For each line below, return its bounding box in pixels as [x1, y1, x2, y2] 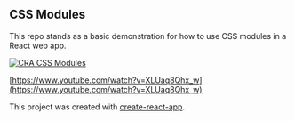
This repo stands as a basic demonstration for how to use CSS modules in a [9, 30, 287, 41]
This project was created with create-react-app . [9, 101, 185, 112]
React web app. [9, 40, 67, 51]
